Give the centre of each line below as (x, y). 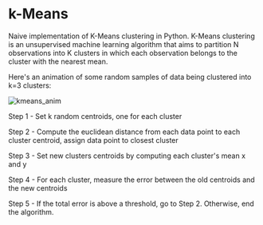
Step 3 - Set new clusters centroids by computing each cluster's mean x (127, 156)
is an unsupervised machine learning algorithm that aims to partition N (124, 44)
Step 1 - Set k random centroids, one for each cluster (95, 116)
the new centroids (38, 187)
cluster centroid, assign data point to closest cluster (94, 140)
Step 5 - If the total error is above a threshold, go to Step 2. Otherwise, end (131, 203)
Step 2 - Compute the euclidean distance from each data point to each (124, 132)
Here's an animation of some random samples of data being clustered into (130, 77)
